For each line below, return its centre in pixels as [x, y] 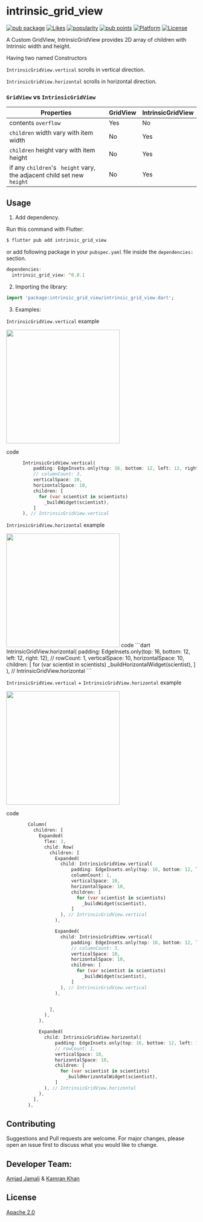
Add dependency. [37, 218]
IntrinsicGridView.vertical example [53, 321]
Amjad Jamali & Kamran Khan [43, 1179]
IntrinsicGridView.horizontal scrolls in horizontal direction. [82, 81]
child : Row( [59, 847]
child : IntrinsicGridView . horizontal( [93, 1038]
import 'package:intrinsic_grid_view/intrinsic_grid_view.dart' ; [90, 298]
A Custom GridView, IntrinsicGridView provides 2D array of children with [96, 39]
